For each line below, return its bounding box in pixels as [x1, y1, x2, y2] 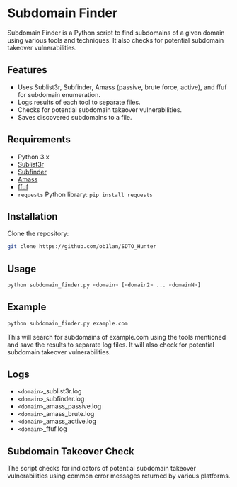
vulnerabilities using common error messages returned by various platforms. [7, 471, 231, 480]
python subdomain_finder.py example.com [7, 320, 129, 327]
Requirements [7, 133, 71, 146]
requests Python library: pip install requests [17, 190, 154, 198]
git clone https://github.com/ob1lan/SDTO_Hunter [7, 243, 157, 250]
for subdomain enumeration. [17, 90, 101, 99]
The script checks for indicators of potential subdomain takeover [7, 464, 197, 473]
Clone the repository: [7, 229, 69, 238]
